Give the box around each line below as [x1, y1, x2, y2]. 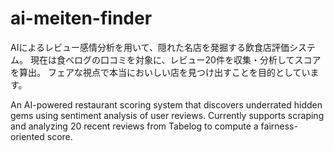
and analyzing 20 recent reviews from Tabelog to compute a [10, 120, 259, 132]
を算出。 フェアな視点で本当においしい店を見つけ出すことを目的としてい [10, 66, 311, 78]
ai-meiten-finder [10, 7, 153, 30]
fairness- [260, 120, 298, 132]
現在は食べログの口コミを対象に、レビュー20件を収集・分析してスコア [29, 53, 322, 66]
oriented [10, 130, 45, 142]
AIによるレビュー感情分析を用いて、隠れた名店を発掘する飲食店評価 [10, 41, 290, 53]
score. [46, 130, 73, 142]
